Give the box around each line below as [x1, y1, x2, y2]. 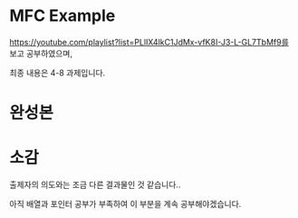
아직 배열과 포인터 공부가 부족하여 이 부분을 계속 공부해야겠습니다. [9, 199, 242, 210]
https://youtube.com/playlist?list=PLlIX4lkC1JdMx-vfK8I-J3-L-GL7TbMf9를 [9, 36, 290, 47]
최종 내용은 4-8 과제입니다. [9, 67, 106, 78]
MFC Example [9, 5, 116, 26]
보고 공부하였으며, [9, 47, 73, 59]
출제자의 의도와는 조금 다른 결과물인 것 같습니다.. [9, 179, 181, 191]
